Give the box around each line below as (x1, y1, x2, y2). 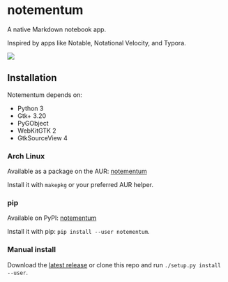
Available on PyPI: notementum (7, 214, 97, 222)
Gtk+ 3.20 (17, 111, 47, 120)
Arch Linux (7, 151, 45, 161)
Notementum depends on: (7, 90, 82, 99)
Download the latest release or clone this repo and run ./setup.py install (7, 260, 221, 269)
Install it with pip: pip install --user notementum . (7, 228, 150, 236)
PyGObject (17, 119, 49, 127)
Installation (7, 72, 57, 84)
